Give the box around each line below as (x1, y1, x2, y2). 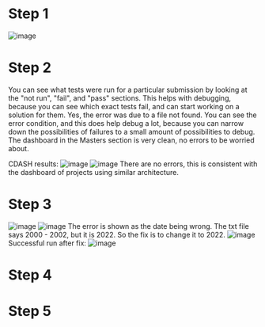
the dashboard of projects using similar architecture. (8, 167, 180, 177)
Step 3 (8, 196, 52, 214)
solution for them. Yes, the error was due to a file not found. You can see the (8, 110, 257, 120)
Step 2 (8, 59, 51, 77)
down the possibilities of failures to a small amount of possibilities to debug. (8, 127, 256, 136)
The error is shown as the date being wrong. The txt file (67, 221, 249, 230)
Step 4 (8, 266, 53, 283)
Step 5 (8, 302, 51, 321)
